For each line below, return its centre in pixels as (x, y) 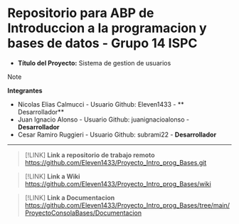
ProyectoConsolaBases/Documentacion (83, 213)
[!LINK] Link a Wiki (52, 176)
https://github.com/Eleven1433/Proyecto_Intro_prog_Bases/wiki (118, 183)
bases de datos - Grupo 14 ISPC (102, 43)
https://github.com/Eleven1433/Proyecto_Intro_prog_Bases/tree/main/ (127, 205)
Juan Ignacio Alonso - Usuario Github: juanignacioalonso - (103, 119)
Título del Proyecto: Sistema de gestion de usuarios (94, 63)
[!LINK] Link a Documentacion (70, 198)
